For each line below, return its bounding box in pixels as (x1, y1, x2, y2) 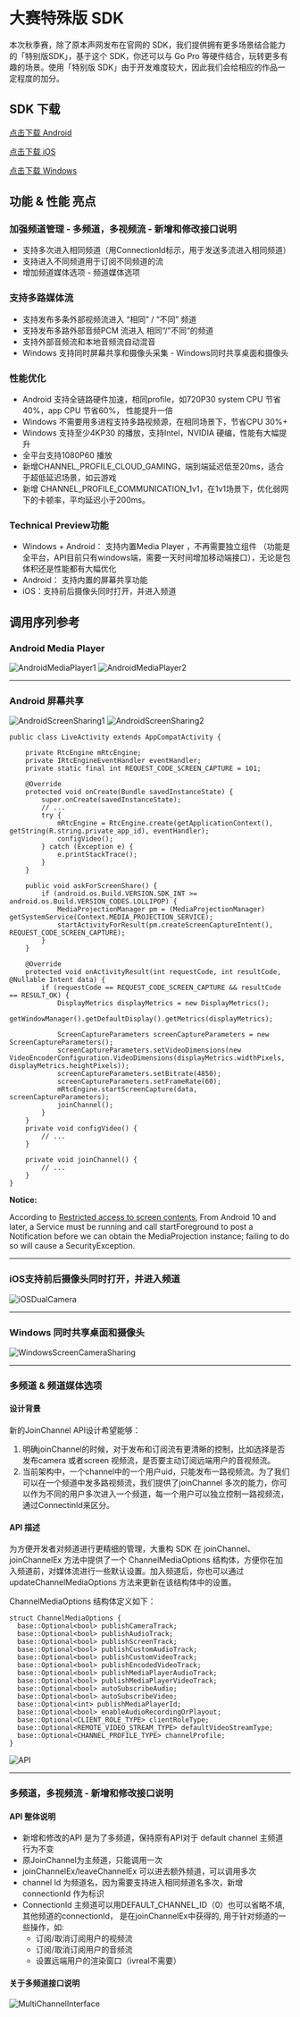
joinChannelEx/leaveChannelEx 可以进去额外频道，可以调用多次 (21, 1866, 257, 1877)
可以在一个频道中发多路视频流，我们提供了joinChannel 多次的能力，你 (21, 1478, 279, 1488)
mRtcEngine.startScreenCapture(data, (56, 1085, 198, 1094)
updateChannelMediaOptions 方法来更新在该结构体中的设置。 (9, 1577, 237, 1588)
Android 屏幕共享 (9, 694, 85, 707)
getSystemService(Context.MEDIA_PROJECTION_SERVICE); (9, 913, 214, 922)
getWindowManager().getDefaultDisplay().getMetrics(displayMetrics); (9, 1014, 274, 1024)
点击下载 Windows (9, 165, 78, 175)
